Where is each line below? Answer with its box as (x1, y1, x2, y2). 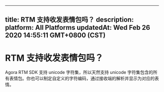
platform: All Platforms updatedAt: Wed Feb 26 (5, 23, 150, 32)
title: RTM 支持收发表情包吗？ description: (5, 16, 134, 24)
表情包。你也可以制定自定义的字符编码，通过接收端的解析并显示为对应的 (9, 75, 155, 81)
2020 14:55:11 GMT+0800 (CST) (5, 31, 106, 40)
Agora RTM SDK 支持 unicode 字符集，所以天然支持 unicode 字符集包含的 (5, 69, 153, 75)
